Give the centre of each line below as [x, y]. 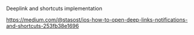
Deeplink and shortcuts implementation [54, 8]
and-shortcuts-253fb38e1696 [43, 26]
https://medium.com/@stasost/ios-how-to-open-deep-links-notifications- [97, 20]
